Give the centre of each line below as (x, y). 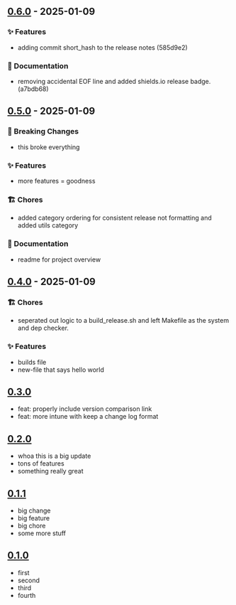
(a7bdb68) (33, 89)
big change (34, 510)
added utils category (48, 225)
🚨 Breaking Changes (43, 132)
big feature (34, 518)
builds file (32, 362)
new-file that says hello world (61, 370)
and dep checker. (43, 328)
